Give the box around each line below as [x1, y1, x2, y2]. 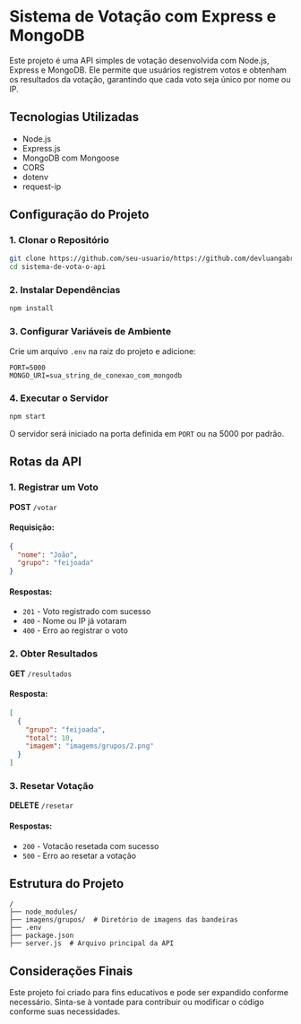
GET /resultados [9, 668, 73, 679]
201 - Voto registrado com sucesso [21, 606, 151, 617]
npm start [9, 412, 47, 421]
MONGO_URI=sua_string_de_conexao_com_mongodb [9, 370, 182, 380]
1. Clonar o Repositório [9, 234, 109, 247]
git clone [9, 254, 47, 264]
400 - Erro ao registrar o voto [21, 625, 128, 636]
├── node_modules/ [9, 907, 78, 916]
